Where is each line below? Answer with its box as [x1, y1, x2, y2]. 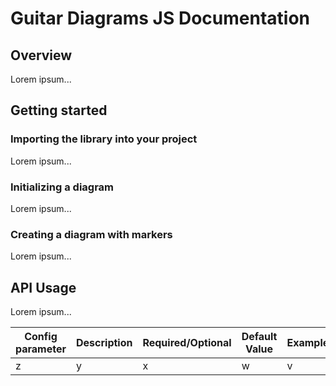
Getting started [10, 102, 108, 119]
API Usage [10, 279, 77, 296]
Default [241, 330, 278, 344]
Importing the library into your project [10, 132, 198, 146]
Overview [10, 47, 73, 64]
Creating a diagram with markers [10, 227, 173, 241]
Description [76, 336, 133, 350]
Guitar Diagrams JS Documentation [10, 7, 310, 30]
